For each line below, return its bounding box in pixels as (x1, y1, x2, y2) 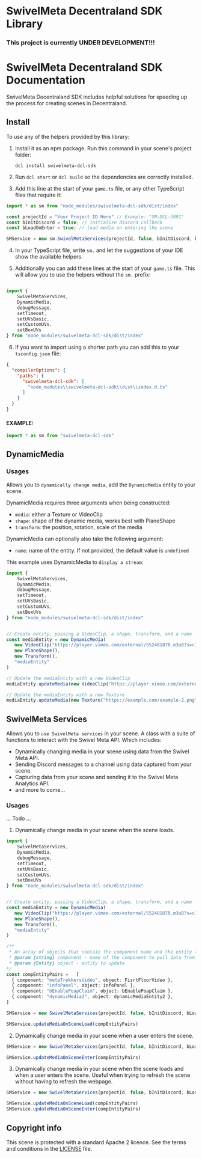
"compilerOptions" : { (11, 367, 66, 373)
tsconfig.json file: (14, 350, 61, 357)
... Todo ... (6, 815, 31, 822)
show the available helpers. (14, 253, 83, 260)
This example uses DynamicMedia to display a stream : (6, 558, 144, 566)
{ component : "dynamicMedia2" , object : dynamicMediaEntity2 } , (11, 994, 173, 1000)
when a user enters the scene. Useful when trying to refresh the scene (14, 1071, 191, 1079)
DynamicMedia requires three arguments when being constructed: (6, 499, 171, 506)
